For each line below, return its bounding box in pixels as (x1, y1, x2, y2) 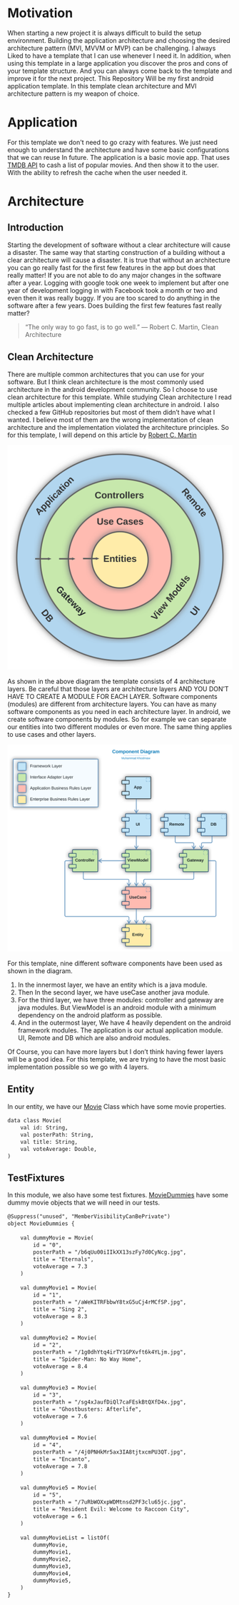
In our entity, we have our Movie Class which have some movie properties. (7, 1102, 227, 1111)
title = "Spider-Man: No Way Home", (33, 1356, 142, 1363)
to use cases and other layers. (7, 730, 96, 738)
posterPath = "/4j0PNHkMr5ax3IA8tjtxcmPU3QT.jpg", (33, 1449, 187, 1456)
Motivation (7, 5, 73, 21)
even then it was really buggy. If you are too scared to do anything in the (7, 293, 220, 302)
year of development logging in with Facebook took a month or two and (7, 286, 218, 294)
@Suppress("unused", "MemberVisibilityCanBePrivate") (7, 1213, 171, 1220)
